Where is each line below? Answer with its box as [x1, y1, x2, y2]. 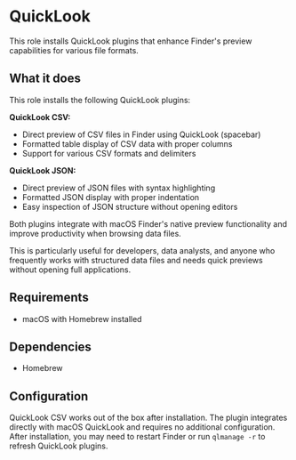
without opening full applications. [9, 264, 132, 275]
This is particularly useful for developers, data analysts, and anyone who [9, 245, 276, 255]
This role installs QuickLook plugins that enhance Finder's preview [9, 36, 252, 46]
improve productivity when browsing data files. [9, 228, 182, 238]
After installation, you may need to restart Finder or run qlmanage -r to [9, 432, 266, 442]
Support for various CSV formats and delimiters [21, 148, 196, 158]
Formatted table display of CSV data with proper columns [21, 138, 233, 149]
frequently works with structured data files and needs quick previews [9, 254, 264, 265]
